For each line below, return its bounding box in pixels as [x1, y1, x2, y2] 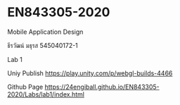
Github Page [7, 82, 44, 91]
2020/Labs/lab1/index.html [7, 89, 84, 99]
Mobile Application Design [7, 27, 84, 36]
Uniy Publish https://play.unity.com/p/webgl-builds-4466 [7, 68, 173, 78]
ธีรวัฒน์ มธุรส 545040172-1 [7, 41, 79, 49]
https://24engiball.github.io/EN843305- [44, 82, 160, 91]
